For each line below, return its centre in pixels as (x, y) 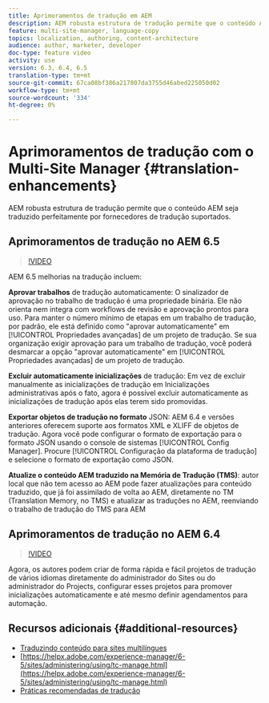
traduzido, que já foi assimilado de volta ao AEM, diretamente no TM (121, 492)
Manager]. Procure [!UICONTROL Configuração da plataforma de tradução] (133, 450)
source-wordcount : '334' (50, 98)
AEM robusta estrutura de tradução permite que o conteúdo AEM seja (123, 208)
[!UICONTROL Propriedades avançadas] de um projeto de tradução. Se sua (132, 334)
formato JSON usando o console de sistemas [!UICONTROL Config (119, 442)
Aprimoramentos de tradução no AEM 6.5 (114, 242)
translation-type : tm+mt (50, 75)
